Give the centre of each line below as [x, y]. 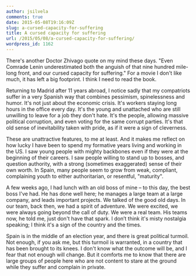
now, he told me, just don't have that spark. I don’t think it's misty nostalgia [96, 218]
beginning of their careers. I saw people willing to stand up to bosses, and [95, 158]
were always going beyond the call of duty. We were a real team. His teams [97, 212]
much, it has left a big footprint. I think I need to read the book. [81, 79]
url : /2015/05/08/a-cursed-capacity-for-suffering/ [70, 39]
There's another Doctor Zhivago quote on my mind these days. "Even [90, 60]
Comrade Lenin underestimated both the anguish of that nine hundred [90, 67]
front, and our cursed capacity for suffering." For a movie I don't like [100, 73]
